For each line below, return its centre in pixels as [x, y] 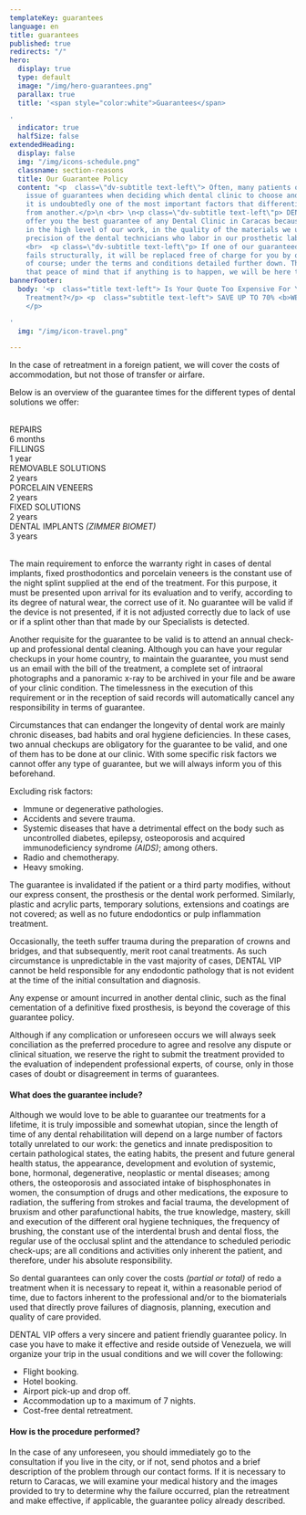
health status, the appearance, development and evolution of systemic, [143, 1163]
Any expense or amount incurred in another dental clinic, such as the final [148, 998]
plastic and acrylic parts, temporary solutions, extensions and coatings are [149, 904]
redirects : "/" [38, 52]
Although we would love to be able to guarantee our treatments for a [138, 1115]
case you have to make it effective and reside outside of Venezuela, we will [150, 1344]
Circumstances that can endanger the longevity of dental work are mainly [147, 725]
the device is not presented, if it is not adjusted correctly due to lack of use [150, 612]
